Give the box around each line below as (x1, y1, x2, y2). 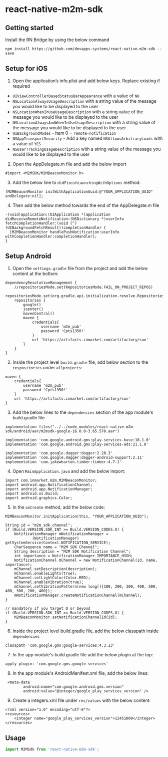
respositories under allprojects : (12, 364, 82, 370)
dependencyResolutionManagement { (5, 280, 77, 285)
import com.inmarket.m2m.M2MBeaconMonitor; (5, 477, 97, 483)
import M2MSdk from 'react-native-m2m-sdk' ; (5, 747, 99, 752)
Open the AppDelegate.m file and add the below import (12, 161, 126, 167)
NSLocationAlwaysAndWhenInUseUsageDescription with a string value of (12, 119, 156, 125)
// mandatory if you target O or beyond (5, 606, 91, 611)
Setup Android (5, 252, 51, 261)
